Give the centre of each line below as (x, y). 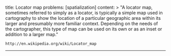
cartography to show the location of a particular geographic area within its (83, 18)
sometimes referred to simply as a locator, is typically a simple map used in (84, 13)
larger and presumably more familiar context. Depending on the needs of (82, 23)
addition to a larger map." (32, 34)
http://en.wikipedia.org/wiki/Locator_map (51, 44)
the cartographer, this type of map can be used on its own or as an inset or (84, 29)
